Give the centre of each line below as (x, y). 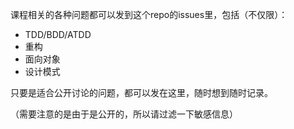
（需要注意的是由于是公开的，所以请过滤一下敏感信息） (124, 114)
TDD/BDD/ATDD (58, 34)
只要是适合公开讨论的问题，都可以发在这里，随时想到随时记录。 (141, 92)
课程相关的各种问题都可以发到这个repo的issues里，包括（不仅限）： (149, 14)
